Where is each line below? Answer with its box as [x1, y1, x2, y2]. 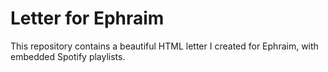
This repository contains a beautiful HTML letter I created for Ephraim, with [10, 40, 319, 52]
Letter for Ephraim [10, 7, 165, 30]
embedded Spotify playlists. [10, 50, 126, 62]
